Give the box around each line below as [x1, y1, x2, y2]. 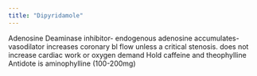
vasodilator [8, 41, 45, 51]
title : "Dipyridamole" [8, 11, 84, 20]
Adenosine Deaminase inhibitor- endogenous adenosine [8, 33, 193, 43]
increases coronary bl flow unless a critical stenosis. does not [46, 41, 249, 51]
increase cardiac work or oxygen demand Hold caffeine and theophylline [8, 50, 247, 59]
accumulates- [193, 33, 240, 43]
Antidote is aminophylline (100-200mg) [8, 59, 137, 68]
